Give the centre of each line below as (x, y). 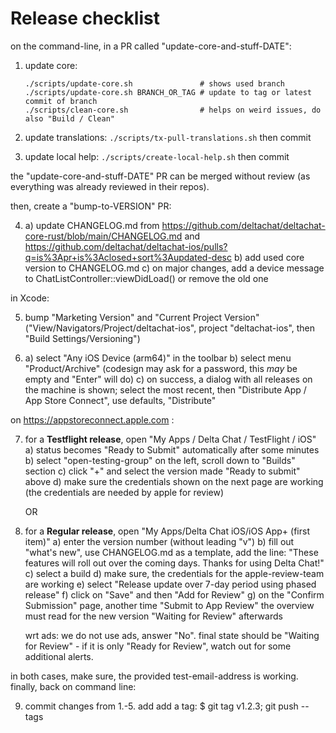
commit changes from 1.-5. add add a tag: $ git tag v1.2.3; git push (161, 706)
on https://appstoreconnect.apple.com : (92, 419)
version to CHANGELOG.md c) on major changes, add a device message (174, 268)
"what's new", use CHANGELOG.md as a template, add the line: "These (171, 552)
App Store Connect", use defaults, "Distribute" (120, 400)
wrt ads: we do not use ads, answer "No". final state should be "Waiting (172, 635)
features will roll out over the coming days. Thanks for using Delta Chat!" (174, 563)
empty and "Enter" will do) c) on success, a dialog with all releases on (168, 379)
